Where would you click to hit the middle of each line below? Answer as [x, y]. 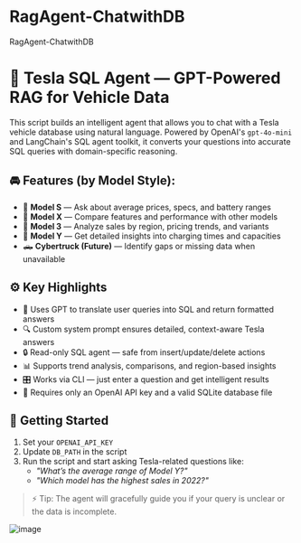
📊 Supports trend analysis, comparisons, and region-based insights [150, 365]
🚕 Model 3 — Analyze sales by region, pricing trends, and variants [146, 226]
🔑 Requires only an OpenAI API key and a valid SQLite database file [147, 392]
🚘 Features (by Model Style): [93, 181]
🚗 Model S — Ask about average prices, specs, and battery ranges [147, 207]
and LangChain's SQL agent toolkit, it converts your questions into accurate [150, 141]
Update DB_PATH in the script [75, 452]
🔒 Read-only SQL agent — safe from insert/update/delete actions [144, 352]
